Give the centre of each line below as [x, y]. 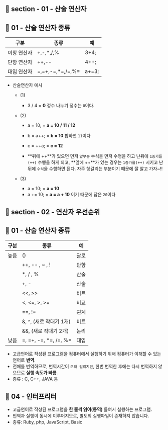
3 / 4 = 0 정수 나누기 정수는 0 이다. [61, 106]
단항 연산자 [20, 62]
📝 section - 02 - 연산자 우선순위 [53, 212]
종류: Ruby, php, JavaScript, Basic [47, 422]
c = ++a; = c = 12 [45, 146]
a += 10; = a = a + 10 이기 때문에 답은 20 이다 [71, 195]
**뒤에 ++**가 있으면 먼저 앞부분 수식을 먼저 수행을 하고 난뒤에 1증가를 [95, 156]
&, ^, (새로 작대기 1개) [46, 322]
